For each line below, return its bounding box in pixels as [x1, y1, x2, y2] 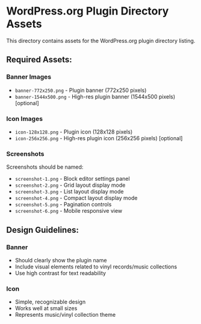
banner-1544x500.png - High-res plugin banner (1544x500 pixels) [14, 92, 176, 100]
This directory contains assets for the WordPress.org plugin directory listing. [6, 37, 196, 44]
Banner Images [6, 73, 52, 81]
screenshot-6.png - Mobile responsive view [14, 207, 123, 215]
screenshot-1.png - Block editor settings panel [14, 175, 131, 183]
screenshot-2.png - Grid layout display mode [14, 181, 126, 189]
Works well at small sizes [14, 305, 78, 312]
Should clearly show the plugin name [14, 256, 107, 264]
